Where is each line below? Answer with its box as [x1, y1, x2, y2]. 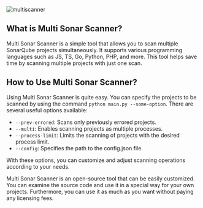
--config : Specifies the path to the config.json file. [15, 144, 143, 152]
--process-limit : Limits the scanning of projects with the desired [15, 131, 180, 139]
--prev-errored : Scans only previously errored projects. [15, 118, 156, 126]
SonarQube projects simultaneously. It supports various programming [6, 46, 183, 53]
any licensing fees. [6, 194, 54, 202]
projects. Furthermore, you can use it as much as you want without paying [6, 188, 194, 195]
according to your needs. [6, 163, 70, 170]
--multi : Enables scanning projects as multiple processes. [15, 125, 163, 132]
